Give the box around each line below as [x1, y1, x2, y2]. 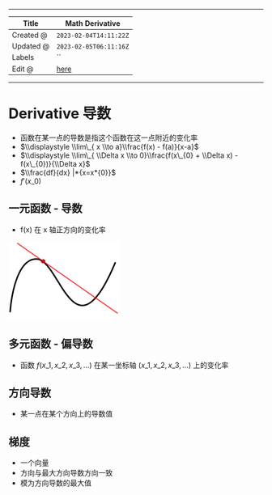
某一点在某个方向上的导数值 [19, 409, 113, 419]
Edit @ [11, 64, 34, 74]
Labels [11, 53, 35, 62]
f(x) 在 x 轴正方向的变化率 [19, 224, 107, 235]
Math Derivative [65, 18, 121, 28]
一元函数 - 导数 [8, 201, 83, 215]
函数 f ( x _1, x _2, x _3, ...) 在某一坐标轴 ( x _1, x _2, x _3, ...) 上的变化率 [19, 360, 229, 370]
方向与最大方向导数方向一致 [19, 468, 113, 478]
